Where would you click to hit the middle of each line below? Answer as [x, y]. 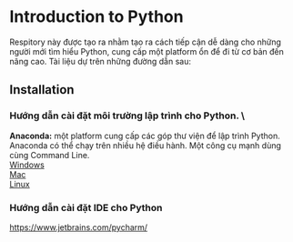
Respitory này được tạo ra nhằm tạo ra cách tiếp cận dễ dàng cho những [146, 42]
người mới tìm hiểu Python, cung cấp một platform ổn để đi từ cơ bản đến [146, 51]
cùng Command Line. [50, 155]
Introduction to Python [96, 17]
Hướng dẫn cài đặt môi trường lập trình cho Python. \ [127, 116]
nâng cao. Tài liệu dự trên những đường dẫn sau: [100, 61]
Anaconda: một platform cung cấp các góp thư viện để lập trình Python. [145, 136]
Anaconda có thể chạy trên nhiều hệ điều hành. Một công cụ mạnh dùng [146, 145]
